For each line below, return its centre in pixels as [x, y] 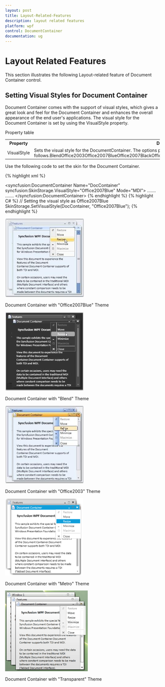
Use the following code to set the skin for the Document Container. [73, 166]
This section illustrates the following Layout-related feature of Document [78, 75]
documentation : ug [24, 36]
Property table [20, 132]
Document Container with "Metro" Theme [47, 584]
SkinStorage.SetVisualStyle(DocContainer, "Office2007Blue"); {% [71, 206]
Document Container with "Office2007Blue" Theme [57, 305]
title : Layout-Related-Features [38, 15]
